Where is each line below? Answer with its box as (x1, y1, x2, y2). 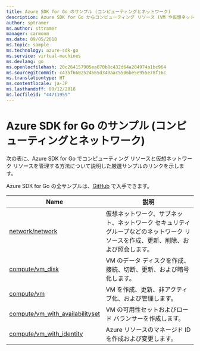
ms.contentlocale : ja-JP (6, 81, 68, 87)
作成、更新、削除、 (129, 236, 183, 245)
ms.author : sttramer (6, 25, 58, 32)
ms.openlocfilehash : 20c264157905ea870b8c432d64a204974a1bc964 (6, 64, 167, 70)
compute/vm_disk (9, 265, 60, 273)
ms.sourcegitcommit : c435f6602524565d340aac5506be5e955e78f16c (6, 70, 167, 76)
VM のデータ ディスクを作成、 (105, 256, 190, 265)
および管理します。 (123, 294, 177, 302)
